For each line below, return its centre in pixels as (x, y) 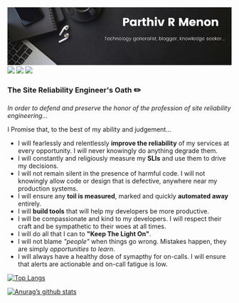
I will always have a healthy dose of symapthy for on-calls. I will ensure (122, 257)
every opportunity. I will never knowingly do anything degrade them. (118, 151)
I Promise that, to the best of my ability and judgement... (90, 129)
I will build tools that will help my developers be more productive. (113, 211)
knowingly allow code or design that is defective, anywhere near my (117, 181)
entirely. (30, 204)
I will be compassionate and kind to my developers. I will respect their (119, 219)
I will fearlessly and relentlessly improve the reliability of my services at (123, 143)
